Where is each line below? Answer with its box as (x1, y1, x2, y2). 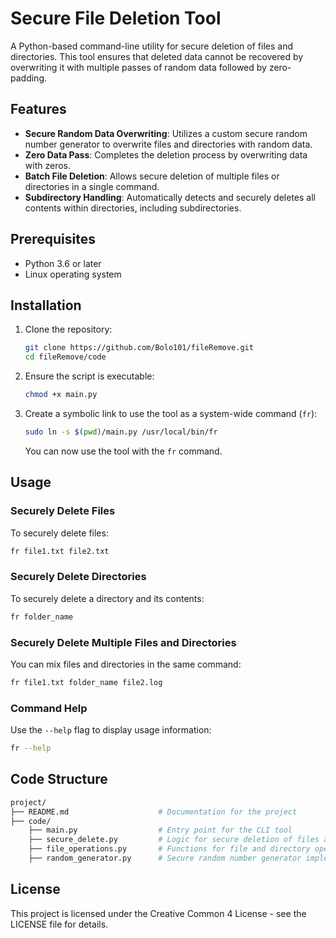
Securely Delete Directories (10, 570, 147, 584)
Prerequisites (10, 231, 96, 248)
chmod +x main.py (24, 390, 98, 400)
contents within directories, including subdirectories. (24, 202, 242, 214)
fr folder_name (10, 612, 74, 622)
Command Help (10, 701, 88, 715)
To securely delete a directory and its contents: (10, 592, 205, 604)
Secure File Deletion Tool (10, 7, 222, 30)
